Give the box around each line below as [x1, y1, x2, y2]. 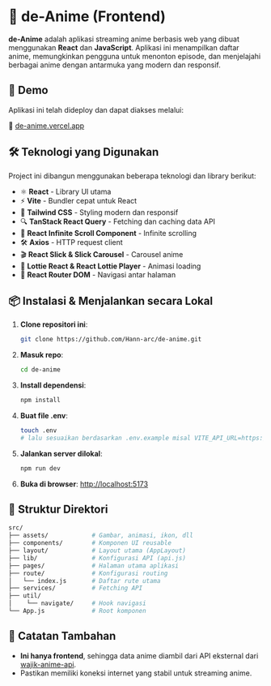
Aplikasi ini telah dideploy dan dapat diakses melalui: [8, 105, 184, 114]
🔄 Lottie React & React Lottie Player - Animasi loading [19, 261, 201, 271]
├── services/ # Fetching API [8, 584, 143, 593]
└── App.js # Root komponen [8, 607, 147, 615]
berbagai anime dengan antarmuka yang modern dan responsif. [8, 60, 221, 70]
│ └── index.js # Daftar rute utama [8, 577, 161, 585]
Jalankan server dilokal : [19, 448, 103, 458]
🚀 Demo [8, 84, 49, 97]
